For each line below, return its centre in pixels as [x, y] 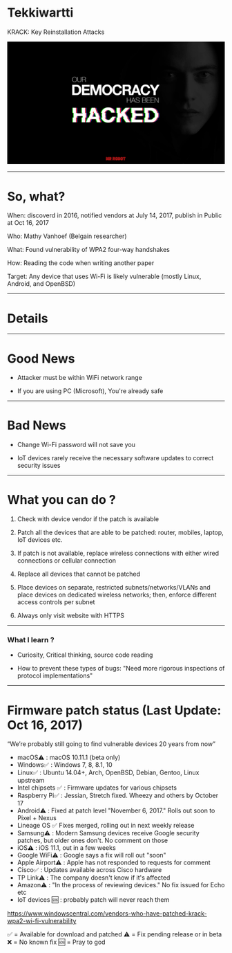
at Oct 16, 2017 [28, 223]
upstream [31, 781]
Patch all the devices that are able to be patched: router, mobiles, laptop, [120, 533]
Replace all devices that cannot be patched [78, 574]
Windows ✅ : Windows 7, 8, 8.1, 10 [65, 765]
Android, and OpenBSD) [41, 284]
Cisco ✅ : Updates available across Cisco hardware [89, 870]
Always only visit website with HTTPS [70, 616]
